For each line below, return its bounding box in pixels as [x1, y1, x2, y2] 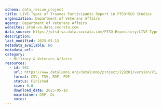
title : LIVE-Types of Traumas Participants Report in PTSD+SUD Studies [5, 12, 152, 16]
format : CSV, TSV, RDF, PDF [13, 74, 70, 79]
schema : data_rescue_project [5, 7, 64, 12]
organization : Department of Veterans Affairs [5, 16, 100, 21]
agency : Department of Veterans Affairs [5, 20, 88, 26]
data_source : [5, 29, 31, 34]
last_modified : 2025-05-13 [5, 39, 59, 43]
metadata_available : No [5, 43, 53, 48]
